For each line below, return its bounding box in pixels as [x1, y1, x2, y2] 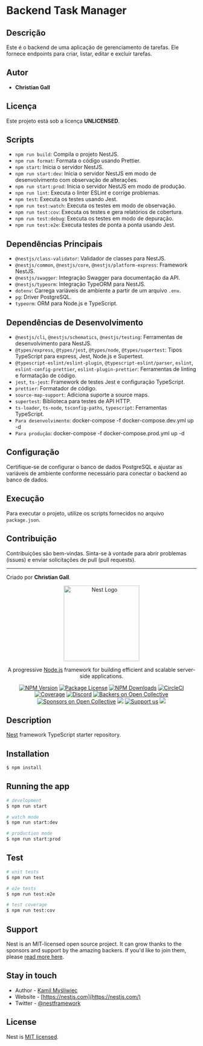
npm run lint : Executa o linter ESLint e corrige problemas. [14, 189, 160, 196]
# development [6, 797, 42, 804]
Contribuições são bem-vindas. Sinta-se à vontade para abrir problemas [6, 549, 187, 557]
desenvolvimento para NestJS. [14, 340, 92, 347]
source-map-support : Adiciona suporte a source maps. [14, 391, 149, 399]
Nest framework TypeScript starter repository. [6, 731, 121, 738]
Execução [6, 494, 45, 504]
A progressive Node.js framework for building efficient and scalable [7, 666, 176, 673]
